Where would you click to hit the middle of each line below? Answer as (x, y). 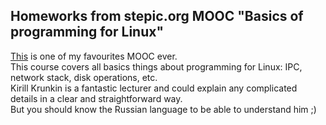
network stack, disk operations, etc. (84, 77)
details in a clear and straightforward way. (96, 98)
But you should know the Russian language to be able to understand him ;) (163, 109)
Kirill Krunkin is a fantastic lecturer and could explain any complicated (154, 88)
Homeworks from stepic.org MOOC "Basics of (157, 16)
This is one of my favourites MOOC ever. (94, 56)
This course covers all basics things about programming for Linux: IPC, (156, 66)
